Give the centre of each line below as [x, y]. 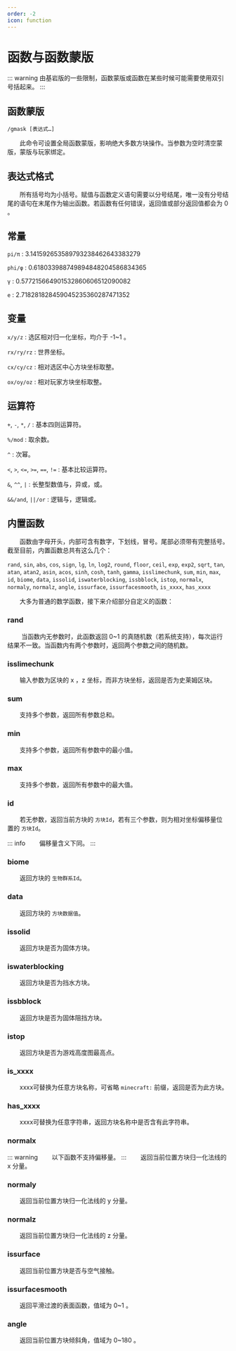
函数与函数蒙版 [51, 57]
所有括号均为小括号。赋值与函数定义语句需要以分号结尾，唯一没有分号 [121, 195]
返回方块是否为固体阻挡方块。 [63, 1017]
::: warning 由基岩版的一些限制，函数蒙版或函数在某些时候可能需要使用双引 [116, 78]
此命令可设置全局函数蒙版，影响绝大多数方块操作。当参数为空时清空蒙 [121, 143]
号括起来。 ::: [26, 87]
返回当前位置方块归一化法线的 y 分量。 [76, 1201]
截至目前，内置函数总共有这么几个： [60, 550]
